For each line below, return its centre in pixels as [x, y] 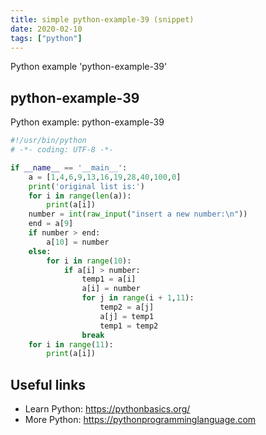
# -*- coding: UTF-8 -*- [62, 150]
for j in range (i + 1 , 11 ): [138, 298]
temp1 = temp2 [129, 326]
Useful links [48, 384]
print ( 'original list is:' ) [86, 186]
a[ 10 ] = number [78, 242]
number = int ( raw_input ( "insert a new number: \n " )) [138, 214]
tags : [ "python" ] [46, 38]
